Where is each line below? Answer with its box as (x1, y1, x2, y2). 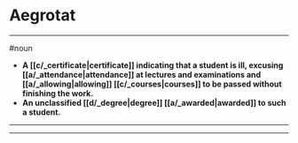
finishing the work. (21, 87, 94, 98)
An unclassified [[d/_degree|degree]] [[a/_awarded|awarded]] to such (21, 97, 286, 108)
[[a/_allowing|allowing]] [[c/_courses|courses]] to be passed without (21, 79, 282, 89)
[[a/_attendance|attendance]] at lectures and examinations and (21, 69, 262, 79)
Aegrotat (9, 5, 76, 26)
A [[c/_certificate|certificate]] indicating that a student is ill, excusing (21, 59, 284, 71)
